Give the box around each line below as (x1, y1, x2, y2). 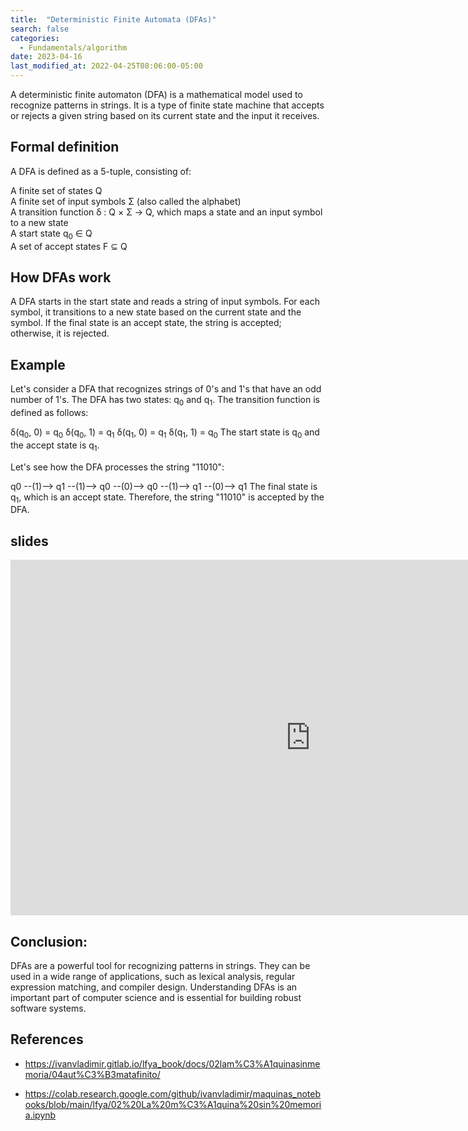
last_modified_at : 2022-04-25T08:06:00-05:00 (10, 61, 203, 71)
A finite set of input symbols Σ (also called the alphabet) (10, 195, 242, 207)
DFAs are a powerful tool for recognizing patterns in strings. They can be (10, 960, 311, 972)
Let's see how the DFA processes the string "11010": (10, 461, 225, 473)
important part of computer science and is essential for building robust (10, 992, 302, 1004)
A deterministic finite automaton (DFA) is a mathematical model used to (10, 89, 303, 100)
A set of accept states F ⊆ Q (10, 240, 128, 252)
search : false (10, 24, 70, 34)
